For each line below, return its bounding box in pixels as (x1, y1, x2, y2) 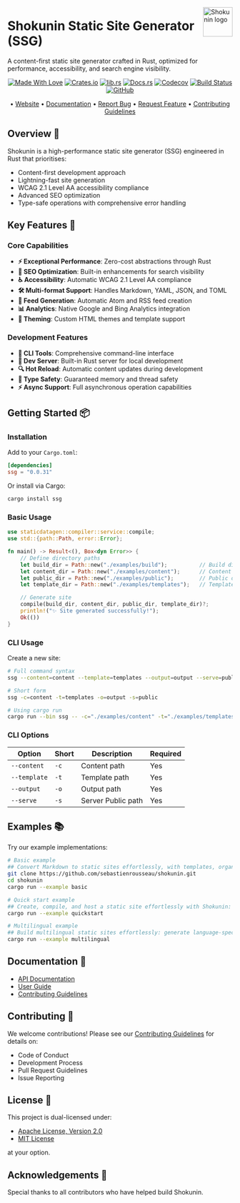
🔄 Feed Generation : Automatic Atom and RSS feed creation (17, 296, 192, 305)
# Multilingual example (7, 922, 79, 930)
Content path (81, 760, 125, 770)
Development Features (7, 333, 88, 343)
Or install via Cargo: (7, 482, 66, 490)
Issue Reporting (17, 1073, 64, 1082)
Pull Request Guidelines (17, 1066, 88, 1074)
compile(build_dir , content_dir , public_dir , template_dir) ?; (20, 600, 209, 608)
